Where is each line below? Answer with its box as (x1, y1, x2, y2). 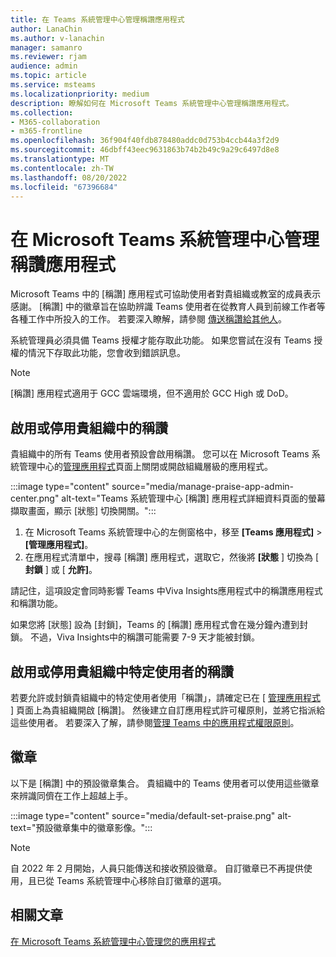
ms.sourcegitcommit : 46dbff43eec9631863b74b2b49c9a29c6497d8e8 (10, 145, 280, 155)
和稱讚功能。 (10, 597, 63, 610)
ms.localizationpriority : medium (10, 89, 150, 99)
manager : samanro (10, 42, 83, 53)
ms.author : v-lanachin (10, 33, 105, 43)
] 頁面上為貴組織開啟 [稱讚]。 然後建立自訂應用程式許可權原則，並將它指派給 (10, 704, 326, 716)
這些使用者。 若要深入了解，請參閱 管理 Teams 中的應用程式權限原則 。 (10, 716, 300, 728)
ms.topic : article (10, 71, 87, 81)
